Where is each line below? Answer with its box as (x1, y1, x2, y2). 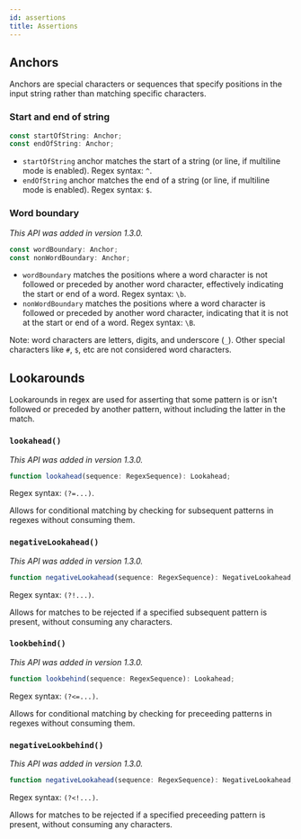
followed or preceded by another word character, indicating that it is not (22, 308, 289, 319)
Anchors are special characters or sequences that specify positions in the (9, 78, 283, 90)
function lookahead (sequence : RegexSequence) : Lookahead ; (9, 472, 231, 481)
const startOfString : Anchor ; (9, 131, 123, 140)
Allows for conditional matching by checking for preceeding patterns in (9, 708, 272, 718)
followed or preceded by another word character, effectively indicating (22, 279, 284, 290)
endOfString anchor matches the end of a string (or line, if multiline (22, 175, 270, 185)
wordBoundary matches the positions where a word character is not (22, 269, 268, 280)
